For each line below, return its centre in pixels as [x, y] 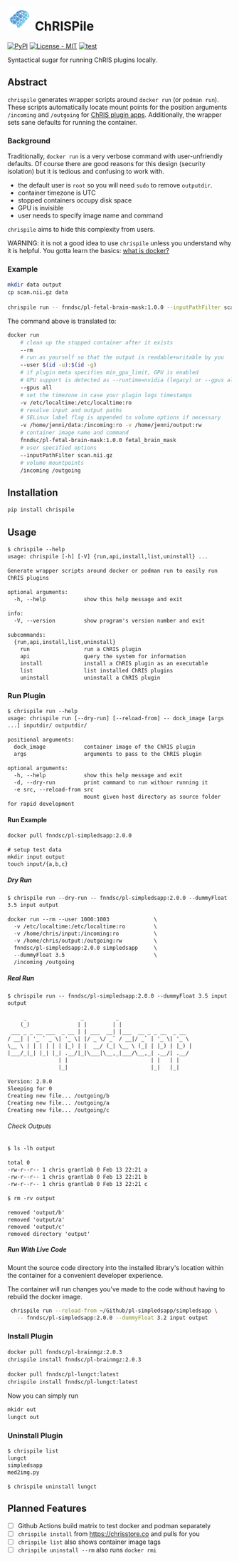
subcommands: [27, 635]
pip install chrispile [41, 510]
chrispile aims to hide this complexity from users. [81, 230]
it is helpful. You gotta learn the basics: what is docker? [88, 251]
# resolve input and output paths [71, 410]
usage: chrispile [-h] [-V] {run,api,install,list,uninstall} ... [108, 556]
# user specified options [59, 448]
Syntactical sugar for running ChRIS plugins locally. [83, 60]
